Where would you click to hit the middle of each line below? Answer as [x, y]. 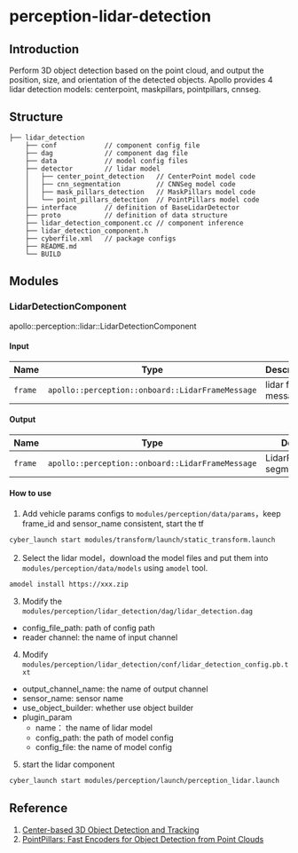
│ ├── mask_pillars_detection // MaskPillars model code [140, 192]
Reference [39, 808]
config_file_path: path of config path [88, 628]
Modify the [42, 601]
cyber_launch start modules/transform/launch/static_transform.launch [142, 540]
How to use [30, 493]
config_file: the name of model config [104, 746]
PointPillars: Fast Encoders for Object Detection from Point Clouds [143, 839]
